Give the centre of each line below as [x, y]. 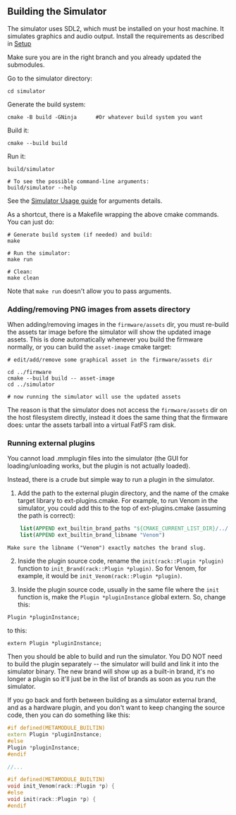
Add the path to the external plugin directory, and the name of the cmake [123, 493]
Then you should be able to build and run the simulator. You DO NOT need [115, 657]
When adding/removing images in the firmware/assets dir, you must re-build [118, 325]
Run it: [17, 156]
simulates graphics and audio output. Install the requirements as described [116, 36]
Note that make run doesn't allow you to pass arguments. [89, 291]
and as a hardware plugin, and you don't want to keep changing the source [116, 708]
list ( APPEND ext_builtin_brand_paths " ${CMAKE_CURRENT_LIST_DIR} [118, 529]
